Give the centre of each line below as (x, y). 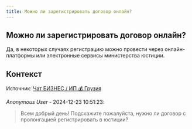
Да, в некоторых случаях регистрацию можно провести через (85, 49)
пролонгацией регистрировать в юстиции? (74, 120)
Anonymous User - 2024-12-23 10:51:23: (55, 102)
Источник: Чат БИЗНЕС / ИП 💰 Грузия (54, 89)
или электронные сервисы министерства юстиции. (100, 56)
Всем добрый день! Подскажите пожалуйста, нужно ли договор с (103, 113)
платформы (20, 56)
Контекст (24, 74)
